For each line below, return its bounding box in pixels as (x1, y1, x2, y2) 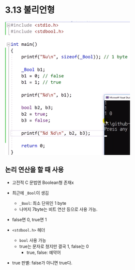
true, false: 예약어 (26, 249, 61, 255)
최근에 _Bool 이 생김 (12, 190, 49, 196)
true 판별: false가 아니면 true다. (12, 260, 73, 266)
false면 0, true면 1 (12, 216, 47, 222)
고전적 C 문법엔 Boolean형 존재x (12, 180, 74, 185)
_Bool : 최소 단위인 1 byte (19, 200, 67, 206)
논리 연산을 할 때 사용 (5, 166, 64, 174)
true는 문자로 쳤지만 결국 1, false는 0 (19, 243, 89, 249)
